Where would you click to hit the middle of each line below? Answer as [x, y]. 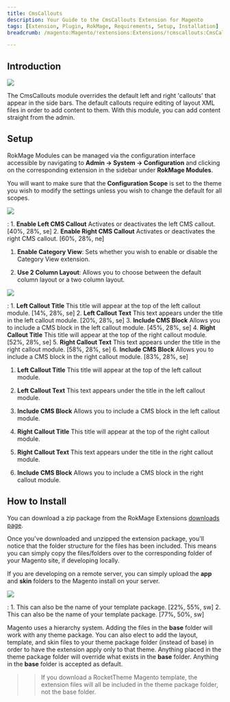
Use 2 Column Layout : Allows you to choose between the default [109, 272]
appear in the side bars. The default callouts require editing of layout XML [111, 103]
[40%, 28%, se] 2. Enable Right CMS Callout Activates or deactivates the [111, 231]
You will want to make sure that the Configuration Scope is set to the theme [115, 183]
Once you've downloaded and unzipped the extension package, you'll [105, 538]
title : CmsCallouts [35, 13]
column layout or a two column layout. [71, 279]
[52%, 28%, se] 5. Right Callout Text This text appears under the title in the [114, 342]
